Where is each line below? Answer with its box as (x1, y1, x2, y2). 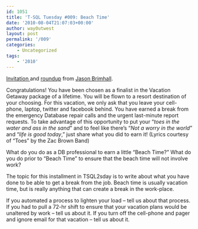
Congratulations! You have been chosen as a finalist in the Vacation (6, 86, 171, 93)
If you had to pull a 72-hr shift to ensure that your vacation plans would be (6, 203, 187, 210)
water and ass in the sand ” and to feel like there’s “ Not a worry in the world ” (6, 124, 193, 131)
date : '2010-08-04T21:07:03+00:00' (6, 20, 94, 26)
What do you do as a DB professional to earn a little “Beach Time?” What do (6, 148, 191, 155)
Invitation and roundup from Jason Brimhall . (6, 75, 114, 82)
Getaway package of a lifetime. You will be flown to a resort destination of (6, 93, 187, 100)
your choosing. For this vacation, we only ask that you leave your (6, 99, 165, 106)
